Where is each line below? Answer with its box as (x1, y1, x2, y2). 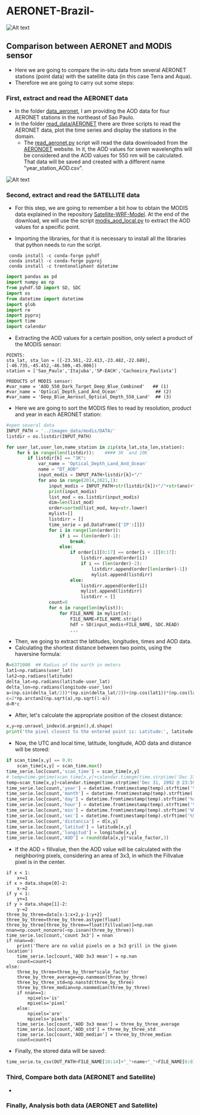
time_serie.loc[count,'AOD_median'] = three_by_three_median (17, 1032, 171, 1038)
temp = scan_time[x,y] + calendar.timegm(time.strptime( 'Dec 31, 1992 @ (6, 779, 180, 785)
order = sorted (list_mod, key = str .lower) (48, 505, 148, 511)
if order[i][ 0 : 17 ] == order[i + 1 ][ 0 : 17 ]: (70, 550, 177, 556)
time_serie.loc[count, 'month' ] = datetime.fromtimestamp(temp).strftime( (6, 791, 193, 797)
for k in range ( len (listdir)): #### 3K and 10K (17, 450, 148, 456)
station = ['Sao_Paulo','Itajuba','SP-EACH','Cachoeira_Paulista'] (6, 368, 177, 374)
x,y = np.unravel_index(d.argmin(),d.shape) (6, 723, 113, 729)
